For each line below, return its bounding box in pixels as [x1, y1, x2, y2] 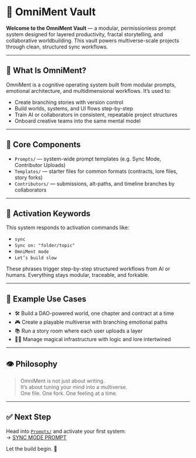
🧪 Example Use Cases [6, 294, 86, 304]
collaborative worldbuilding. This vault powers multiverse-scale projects [6, 37, 180, 44]
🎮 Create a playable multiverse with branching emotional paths [14, 318, 168, 326]
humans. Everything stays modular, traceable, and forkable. [6, 272, 150, 279]
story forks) [14, 174, 43, 181]
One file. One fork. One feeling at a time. [20, 390, 118, 397]
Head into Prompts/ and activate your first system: [6, 428, 127, 435]
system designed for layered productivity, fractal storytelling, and [6, 30, 163, 37]
